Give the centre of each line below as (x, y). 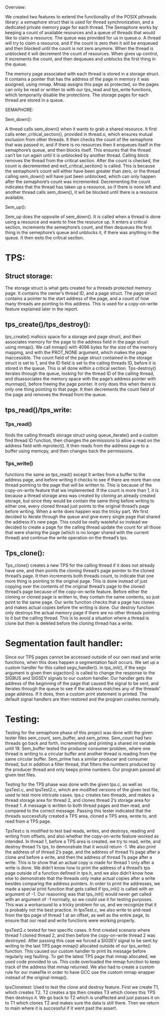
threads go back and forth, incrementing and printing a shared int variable (80, 743)
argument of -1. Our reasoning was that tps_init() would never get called (78, 894)
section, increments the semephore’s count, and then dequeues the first (79, 227)
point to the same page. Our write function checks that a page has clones (80, 602)
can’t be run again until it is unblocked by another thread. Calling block (77, 155)
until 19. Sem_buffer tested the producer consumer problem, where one (78, 749)
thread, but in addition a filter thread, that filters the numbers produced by (80, 764)
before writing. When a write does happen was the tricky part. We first (77, 511)
